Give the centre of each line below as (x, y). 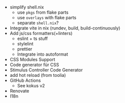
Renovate (20, 91)
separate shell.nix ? (38, 23)
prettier (25, 49)
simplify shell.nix (27, 7)
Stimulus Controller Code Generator (46, 70)
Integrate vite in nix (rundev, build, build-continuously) (65, 28)
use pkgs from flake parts (43, 12)
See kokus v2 (31, 86)
